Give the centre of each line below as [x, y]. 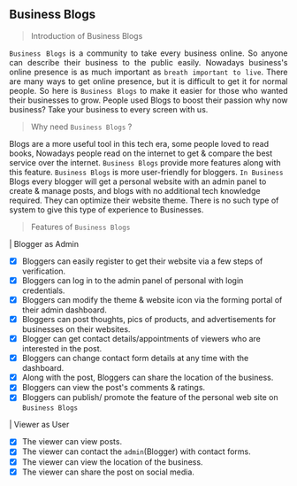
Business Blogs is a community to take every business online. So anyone [148, 53]
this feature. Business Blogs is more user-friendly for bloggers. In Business [146, 172]
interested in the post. [62, 349]
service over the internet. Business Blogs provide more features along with [145, 162]
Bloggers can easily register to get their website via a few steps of [142, 261]
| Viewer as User [39, 425]
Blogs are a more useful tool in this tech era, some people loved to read [139, 143]
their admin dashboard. [65, 310]
